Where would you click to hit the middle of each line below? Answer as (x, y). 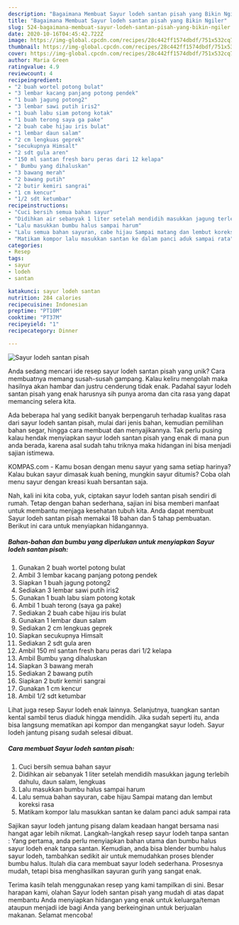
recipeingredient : (35, 80)
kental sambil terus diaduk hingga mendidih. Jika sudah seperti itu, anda (113, 717)
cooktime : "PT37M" (35, 318)
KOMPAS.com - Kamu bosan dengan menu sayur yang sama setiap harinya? (119, 466)
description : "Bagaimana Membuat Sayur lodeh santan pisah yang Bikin (115, 14)
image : (18, 41)
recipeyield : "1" (34, 324)
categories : (26, 245)
